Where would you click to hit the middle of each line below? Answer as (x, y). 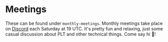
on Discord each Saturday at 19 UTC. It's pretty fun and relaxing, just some (84, 28)
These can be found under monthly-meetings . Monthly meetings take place (84, 23)
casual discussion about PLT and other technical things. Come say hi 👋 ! (81, 34)
